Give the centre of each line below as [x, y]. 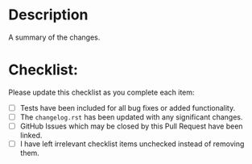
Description [48, 15]
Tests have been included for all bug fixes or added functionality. [128, 107]
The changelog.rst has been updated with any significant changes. [131, 117]
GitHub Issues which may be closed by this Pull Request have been [131, 126]
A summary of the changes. [54, 37]
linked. [31, 136]
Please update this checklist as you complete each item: [101, 92]
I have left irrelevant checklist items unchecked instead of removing [132, 144]
